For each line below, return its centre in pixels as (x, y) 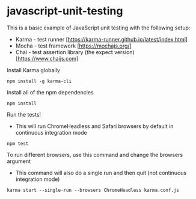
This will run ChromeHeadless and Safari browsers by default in (94, 126)
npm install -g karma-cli (39, 81)
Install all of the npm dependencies (50, 92)
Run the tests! (24, 114)
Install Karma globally (34, 70)
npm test (18, 143)
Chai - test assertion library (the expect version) (75, 52)
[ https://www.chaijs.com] (47, 58)
